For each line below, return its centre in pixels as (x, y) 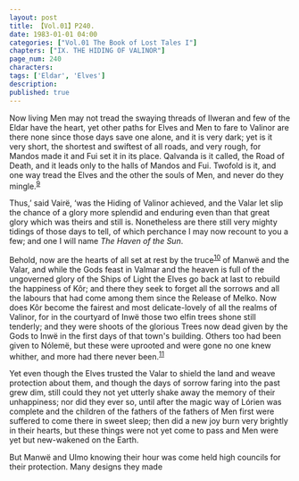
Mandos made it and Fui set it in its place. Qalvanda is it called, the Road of (147, 156)
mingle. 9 (25, 185)
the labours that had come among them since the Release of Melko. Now (143, 298)
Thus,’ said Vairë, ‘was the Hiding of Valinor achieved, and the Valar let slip (146, 203)
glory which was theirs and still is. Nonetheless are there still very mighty (144, 222)
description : (33, 84)
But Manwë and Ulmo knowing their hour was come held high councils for (145, 458)
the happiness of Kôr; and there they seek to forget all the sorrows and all (144, 288)
